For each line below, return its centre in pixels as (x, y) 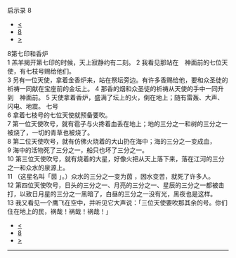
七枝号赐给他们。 (50, 71)
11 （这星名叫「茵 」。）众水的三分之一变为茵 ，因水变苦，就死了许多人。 (111, 176)
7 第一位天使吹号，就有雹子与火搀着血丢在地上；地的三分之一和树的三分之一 (118, 124)
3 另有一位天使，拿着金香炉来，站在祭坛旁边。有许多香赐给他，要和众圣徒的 (118, 80)
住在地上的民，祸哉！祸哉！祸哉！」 (60, 211)
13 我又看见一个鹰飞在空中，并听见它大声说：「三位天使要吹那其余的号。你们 (118, 203)
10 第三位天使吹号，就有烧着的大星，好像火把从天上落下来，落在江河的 (110, 159)
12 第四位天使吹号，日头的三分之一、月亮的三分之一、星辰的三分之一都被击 (116, 185)
